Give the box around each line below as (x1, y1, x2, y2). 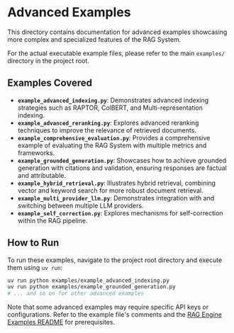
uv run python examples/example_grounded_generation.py (7, 283, 176, 290)
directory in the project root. (7, 56, 90, 64)
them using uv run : (7, 263, 63, 271)
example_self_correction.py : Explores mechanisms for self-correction (17, 208, 223, 217)
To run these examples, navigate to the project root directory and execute (7, 256, 223, 264)
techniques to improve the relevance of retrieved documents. (17, 125, 197, 135)
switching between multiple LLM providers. (17, 201, 144, 210)
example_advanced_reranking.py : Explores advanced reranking (17, 118, 199, 127)
